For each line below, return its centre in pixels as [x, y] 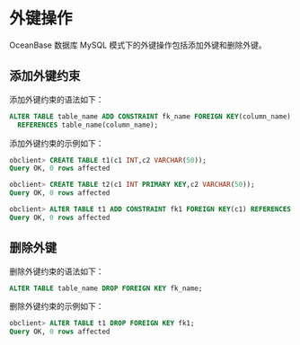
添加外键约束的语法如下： [57, 99]
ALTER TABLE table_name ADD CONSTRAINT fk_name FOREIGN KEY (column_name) [150, 116]
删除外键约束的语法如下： [57, 271]
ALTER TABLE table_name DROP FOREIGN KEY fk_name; [106, 288]
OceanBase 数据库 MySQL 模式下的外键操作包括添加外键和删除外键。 [138, 45]
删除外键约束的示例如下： [57, 306]
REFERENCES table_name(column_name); [88, 125]
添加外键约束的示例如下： [57, 143]
